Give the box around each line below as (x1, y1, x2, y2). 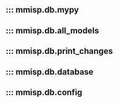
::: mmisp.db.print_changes (5, 46, 114, 56)
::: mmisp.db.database (5, 67, 93, 77)
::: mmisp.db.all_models (5, 25, 100, 36)
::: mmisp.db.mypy (5, 5, 80, 15)
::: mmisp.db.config (5, 87, 83, 98)
